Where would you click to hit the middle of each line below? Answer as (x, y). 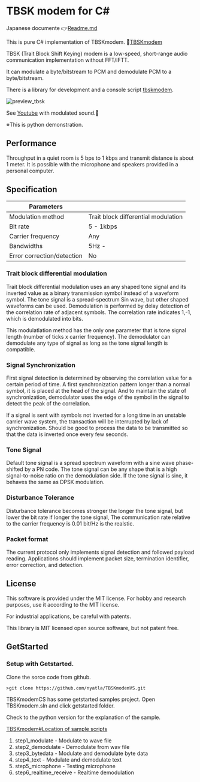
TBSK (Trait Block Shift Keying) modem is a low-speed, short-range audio (97, 53)
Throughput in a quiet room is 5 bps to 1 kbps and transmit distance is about (100, 158)
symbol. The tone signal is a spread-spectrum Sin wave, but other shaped (97, 299)
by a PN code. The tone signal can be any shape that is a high (101, 469)
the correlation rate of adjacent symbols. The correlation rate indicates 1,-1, (99, 312)
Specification (32, 189)
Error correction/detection (46, 255)
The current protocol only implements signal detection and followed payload (100, 552)
